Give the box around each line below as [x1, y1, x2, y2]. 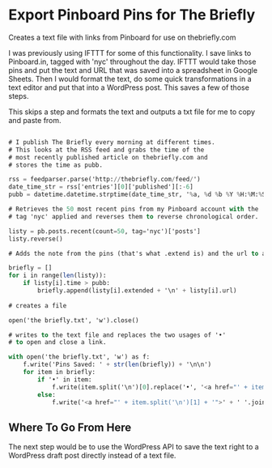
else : [37, 390, 57, 398]
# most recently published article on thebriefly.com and [8, 153, 208, 161]
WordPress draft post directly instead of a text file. [8, 451, 176, 461]
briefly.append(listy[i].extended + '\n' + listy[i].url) [37, 287, 237, 295]
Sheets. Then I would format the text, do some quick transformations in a [8, 74, 253, 83]
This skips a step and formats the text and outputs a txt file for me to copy [8, 107, 256, 117]
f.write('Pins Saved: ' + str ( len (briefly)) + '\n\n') [23, 360, 212, 369]
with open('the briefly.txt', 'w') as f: [8, 353, 151, 361]
